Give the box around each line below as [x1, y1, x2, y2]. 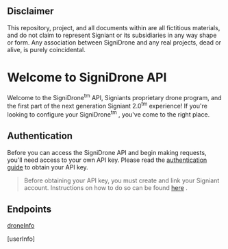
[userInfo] [7, 235, 36, 243]
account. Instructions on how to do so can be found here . [23, 183, 188, 191]
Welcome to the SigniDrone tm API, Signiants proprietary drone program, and [7, 92, 222, 102]
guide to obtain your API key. [7, 163, 89, 171]
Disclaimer [7, 5, 54, 17]
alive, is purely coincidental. [7, 45, 86, 54]
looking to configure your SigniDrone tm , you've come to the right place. [7, 109, 210, 119]
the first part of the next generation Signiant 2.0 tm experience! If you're [7, 101, 207, 110]
